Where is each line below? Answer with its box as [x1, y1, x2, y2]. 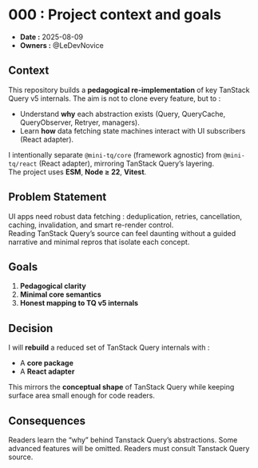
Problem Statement [8, 190, 107, 204]
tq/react [8, 160, 38, 168]
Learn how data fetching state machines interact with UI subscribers [19, 126, 246, 135]
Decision [8, 322, 54, 335]
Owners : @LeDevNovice [19, 40, 104, 50]
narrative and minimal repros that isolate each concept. [8, 237, 190, 246]
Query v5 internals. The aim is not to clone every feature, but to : [8, 94, 221, 103]
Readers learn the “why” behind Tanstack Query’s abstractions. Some [8, 435, 238, 445]
